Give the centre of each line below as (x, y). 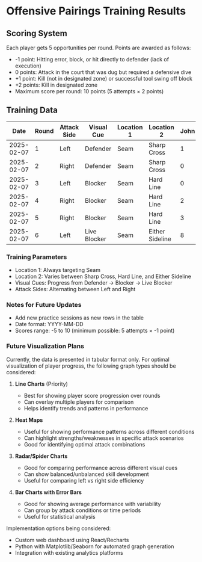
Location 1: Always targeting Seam (58, 270)
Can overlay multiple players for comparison (79, 402)
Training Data (32, 110)
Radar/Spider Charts (41, 456)
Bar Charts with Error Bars (48, 492)
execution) (28, 66)
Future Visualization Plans (45, 346)
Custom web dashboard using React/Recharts (72, 540)
